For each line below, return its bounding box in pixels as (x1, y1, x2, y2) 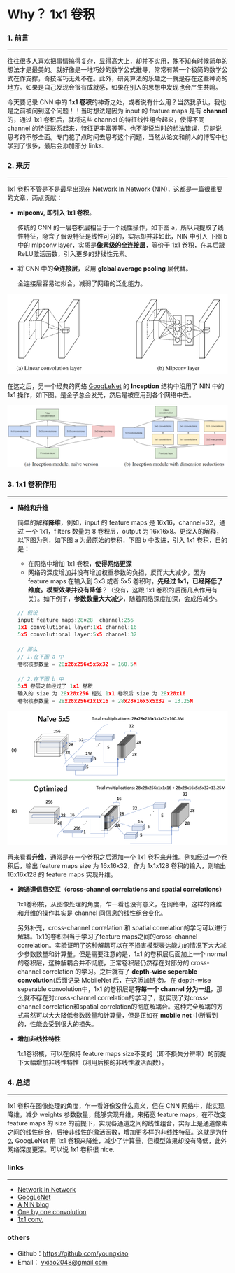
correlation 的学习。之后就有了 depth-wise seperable (41, 967, 198, 976)
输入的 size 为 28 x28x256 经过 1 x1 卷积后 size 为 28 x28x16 (17, 690, 186, 697)
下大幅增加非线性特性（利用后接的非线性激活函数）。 (17, 1058, 168, 1067)
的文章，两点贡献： (7, 193, 63, 201)
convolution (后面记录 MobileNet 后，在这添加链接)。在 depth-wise (17, 976, 211, 985)
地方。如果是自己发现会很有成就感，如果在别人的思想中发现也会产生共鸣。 (7, 83, 222, 92)
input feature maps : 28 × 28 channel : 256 (17, 616, 134, 623)
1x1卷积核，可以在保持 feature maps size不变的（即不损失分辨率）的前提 (17, 1050, 227, 1058)
